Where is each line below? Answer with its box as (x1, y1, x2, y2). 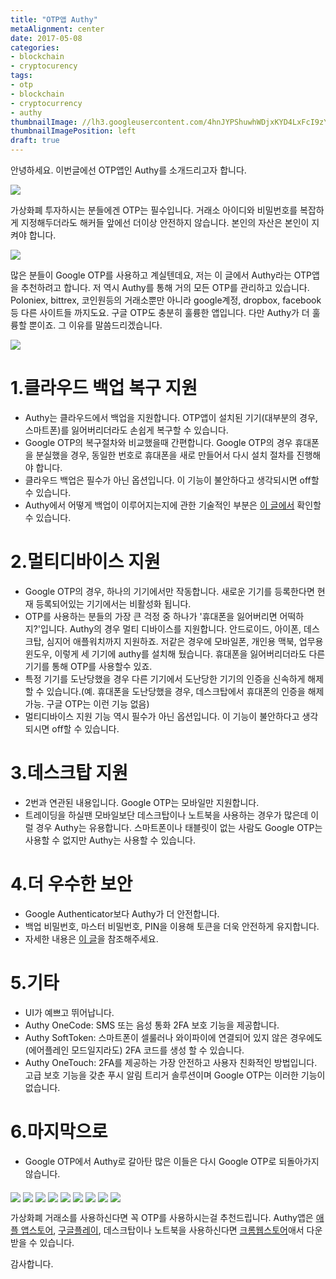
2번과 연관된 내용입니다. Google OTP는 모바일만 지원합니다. (24, 796, 260, 808)
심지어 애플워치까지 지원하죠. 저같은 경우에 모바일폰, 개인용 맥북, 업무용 (46, 635, 324, 647)
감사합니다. (10, 1257, 54, 1270)
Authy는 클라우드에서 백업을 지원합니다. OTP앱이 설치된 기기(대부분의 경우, (24, 411, 318, 423)
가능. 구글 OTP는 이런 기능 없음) (24, 697, 150, 710)
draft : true (10, 136, 60, 146)
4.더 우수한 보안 (10, 873, 133, 895)
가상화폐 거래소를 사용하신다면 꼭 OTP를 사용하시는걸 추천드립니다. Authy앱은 (10, 1211, 314, 1223)
